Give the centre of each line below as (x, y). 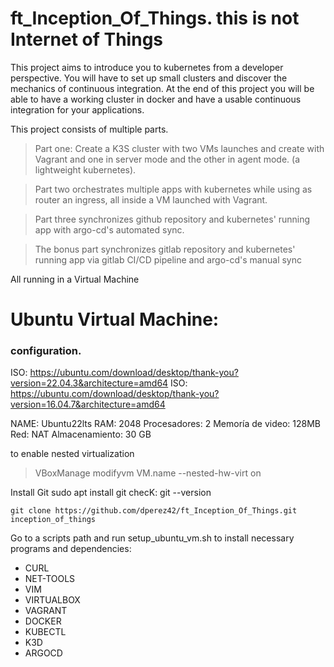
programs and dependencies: (71, 549)
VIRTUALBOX (52, 600)
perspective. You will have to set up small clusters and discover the (149, 78)
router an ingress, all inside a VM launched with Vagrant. (151, 199)
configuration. (46, 351)
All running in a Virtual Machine (75, 279)
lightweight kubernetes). (85, 169)
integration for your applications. (77, 109)
